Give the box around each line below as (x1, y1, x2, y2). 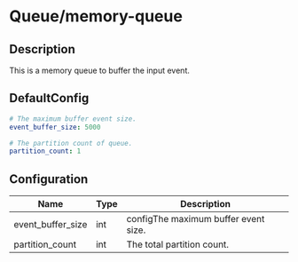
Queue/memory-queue (9, 6, 184, 27)
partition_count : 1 (9, 147, 82, 156)
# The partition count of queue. (9, 139, 133, 147)
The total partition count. (126, 238, 229, 250)
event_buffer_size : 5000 (9, 123, 101, 131)
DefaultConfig (9, 91, 90, 106)
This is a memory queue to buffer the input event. (9, 65, 191, 75)
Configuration (9, 171, 89, 187)
